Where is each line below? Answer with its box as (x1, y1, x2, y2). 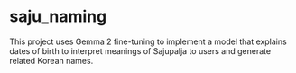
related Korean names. (9, 55, 94, 66)
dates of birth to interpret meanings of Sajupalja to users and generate (9, 45, 272, 56)
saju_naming (9, 6, 107, 27)
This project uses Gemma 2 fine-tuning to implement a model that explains (9, 36, 287, 47)
